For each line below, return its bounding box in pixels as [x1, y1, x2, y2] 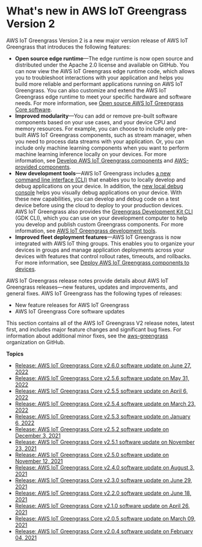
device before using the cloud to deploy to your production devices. [14, 201, 183, 208]
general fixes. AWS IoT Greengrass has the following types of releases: [6, 289, 182, 297]
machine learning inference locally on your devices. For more [14, 150, 167, 157]
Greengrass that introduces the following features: [6, 43, 131, 50]
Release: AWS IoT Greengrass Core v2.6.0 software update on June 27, [14, 361, 192, 369]
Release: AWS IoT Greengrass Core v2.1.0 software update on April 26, [14, 502, 191, 509]
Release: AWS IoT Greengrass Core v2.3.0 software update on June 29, [14, 476, 192, 484]
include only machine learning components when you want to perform [14, 144, 189, 151]
